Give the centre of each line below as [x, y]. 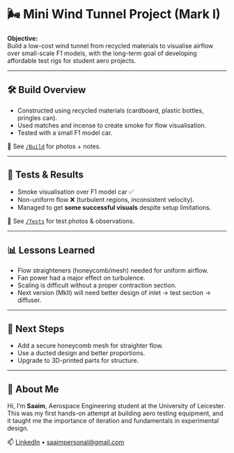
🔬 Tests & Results [45, 175]
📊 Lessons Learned [51, 250]
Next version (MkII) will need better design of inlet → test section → [114, 293]
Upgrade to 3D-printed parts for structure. [78, 361]
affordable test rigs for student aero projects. [72, 60]
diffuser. [29, 300]
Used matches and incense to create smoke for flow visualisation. [112, 125]
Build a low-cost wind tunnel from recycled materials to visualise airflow [110, 45]
